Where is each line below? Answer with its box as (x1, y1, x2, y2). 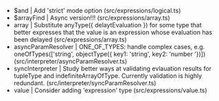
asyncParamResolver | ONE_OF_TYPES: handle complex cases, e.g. (13, 43, 205, 50)
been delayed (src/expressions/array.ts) (13, 35, 127, 44)
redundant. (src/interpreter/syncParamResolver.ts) (13, 79, 157, 87)
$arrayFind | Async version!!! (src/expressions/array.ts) (13, 14, 170, 22)
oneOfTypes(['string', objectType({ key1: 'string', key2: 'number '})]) (13, 50, 206, 58)
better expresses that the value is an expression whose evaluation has (13, 28, 213, 36)
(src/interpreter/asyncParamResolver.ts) (13, 57, 128, 65)
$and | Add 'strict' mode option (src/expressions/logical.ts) (13, 7, 181, 14)
